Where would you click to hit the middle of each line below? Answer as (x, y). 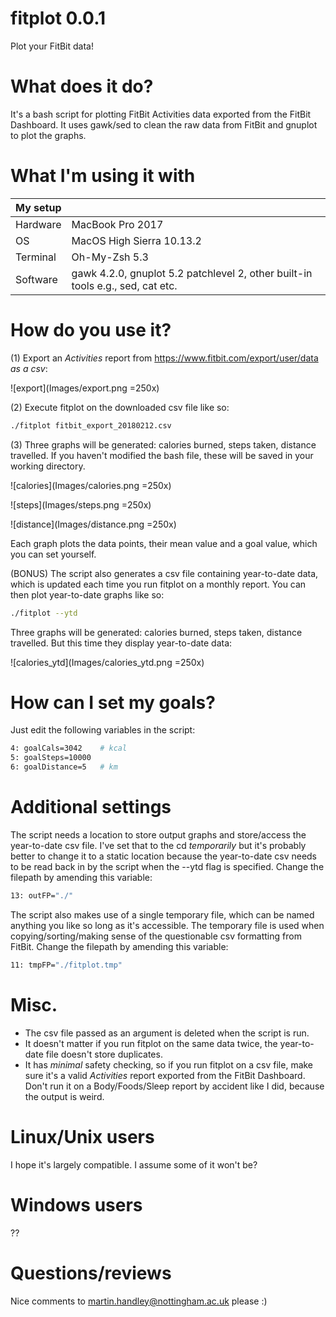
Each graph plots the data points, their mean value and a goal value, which (164, 543)
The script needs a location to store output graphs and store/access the (158, 835)
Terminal (36, 257)
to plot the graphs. (48, 135)
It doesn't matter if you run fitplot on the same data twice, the (151, 1043)
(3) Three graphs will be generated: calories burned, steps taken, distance (163, 444)
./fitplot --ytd (44, 613)
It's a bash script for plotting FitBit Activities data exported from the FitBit (161, 114)
